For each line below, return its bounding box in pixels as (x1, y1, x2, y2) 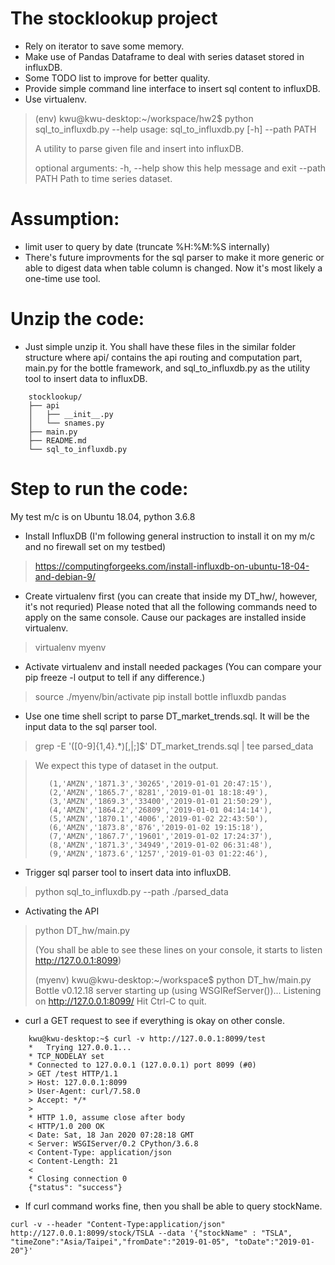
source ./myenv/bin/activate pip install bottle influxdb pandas (34, 690, 287, 702)
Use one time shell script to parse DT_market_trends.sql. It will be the (24, 710, 310, 722)
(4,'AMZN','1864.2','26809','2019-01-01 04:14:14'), (48, 805, 273, 815)
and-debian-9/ (34, 570, 96, 582)
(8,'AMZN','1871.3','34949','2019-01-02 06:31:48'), (48, 840, 273, 850)
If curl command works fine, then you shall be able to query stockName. (24, 1200, 323, 1212)
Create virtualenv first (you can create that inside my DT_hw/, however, (24, 590, 318, 602)
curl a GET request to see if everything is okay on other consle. (24, 1014, 285, 1026)
